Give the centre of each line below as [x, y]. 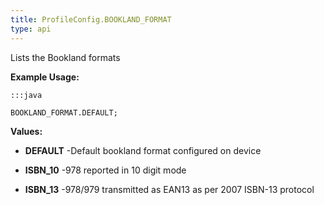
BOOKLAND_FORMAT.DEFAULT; [64, 112]
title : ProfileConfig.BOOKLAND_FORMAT [91, 19]
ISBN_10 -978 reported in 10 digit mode [105, 170]
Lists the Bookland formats [65, 57]
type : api [31, 29]
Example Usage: [45, 77]
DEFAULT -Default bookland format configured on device [143, 150]
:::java [26, 95]
